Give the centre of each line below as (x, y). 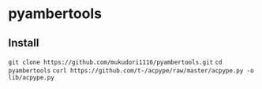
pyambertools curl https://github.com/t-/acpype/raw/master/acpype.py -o (131, 71)
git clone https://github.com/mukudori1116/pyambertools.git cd (115, 62)
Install (24, 43)
